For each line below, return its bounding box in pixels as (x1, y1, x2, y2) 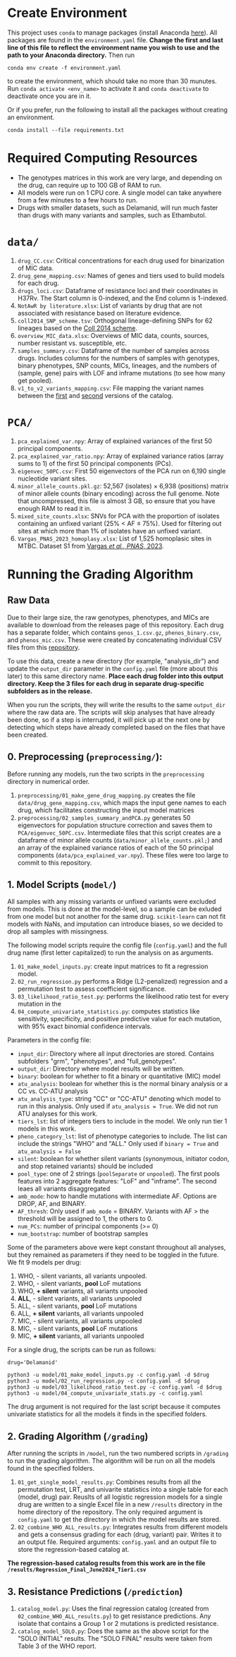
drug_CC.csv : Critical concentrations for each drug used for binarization (17, 256, 225, 265)
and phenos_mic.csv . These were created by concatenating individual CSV (7, 635, 222, 644)
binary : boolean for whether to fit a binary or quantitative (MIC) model (17, 1072, 221, 1080)
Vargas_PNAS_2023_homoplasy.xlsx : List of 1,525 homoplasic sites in (17, 534, 212, 543)
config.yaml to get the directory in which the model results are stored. (17, 1515, 221, 1524)
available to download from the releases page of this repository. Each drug (7, 620, 224, 629)
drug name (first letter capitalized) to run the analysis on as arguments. (7, 948, 213, 957)
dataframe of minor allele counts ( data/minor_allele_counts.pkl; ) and (17, 836, 223, 844)
